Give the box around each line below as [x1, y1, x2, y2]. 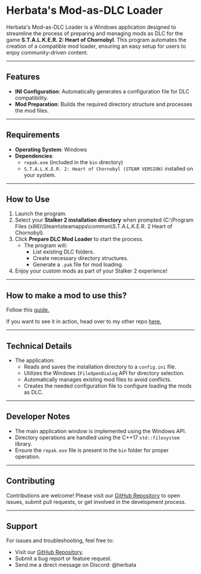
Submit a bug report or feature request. [14, 555, 112, 562]
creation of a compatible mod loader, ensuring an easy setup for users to [6, 43, 187, 50]
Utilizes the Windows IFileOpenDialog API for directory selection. [23, 370, 185, 376]
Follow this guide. [6, 306, 50, 313]
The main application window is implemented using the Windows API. [14, 427, 187, 434]
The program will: [23, 242, 68, 249]
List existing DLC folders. [32, 248, 95, 255]
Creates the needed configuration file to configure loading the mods [23, 382, 192, 389]
